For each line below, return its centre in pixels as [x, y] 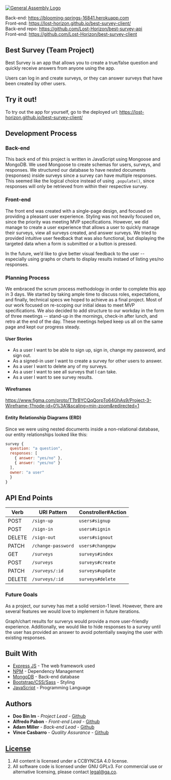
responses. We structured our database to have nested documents [76, 170]
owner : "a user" [27, 472]
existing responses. [26, 638]
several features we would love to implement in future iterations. [73, 611]
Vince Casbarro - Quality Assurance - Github [60, 732]
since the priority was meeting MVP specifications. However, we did [77, 222]
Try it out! [21, 100]
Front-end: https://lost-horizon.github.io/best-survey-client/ [68, 23]
